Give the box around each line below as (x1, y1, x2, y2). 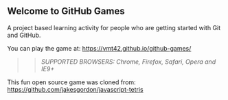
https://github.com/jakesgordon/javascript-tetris (7, 85, 144, 93)
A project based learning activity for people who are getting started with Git (7, 23, 221, 32)
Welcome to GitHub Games (7, 5, 125, 17)
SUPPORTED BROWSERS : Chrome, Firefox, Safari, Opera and (41, 58, 216, 66)
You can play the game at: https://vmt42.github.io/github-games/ (7, 44, 192, 52)
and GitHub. (7, 31, 41, 39)
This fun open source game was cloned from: (7, 78, 136, 86)
